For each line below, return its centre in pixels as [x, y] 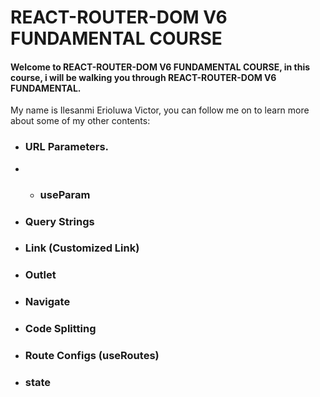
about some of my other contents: [80, 121]
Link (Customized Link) [82, 248]
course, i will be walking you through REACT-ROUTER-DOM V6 [143, 77]
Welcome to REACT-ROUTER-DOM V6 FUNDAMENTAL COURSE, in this [160, 67]
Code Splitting [60, 329]
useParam [65, 194]
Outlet [40, 275]
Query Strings [59, 221]
